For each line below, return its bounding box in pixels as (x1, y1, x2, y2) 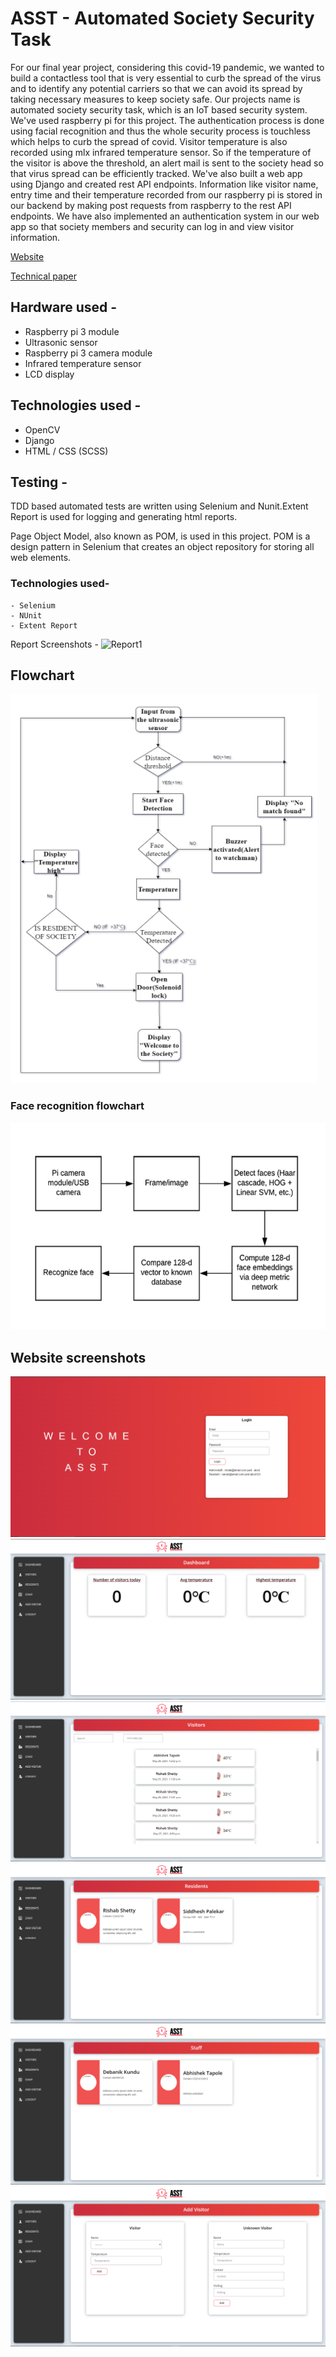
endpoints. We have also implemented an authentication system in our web (10, 210, 320, 222)
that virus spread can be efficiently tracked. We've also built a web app (10, 167, 303, 179)
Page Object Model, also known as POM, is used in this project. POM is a (10, 530, 311, 542)
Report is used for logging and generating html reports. (10, 511, 238, 523)
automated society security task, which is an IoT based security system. (10, 103, 308, 116)
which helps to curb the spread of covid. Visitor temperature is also (10, 135, 288, 147)
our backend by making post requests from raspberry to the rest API (10, 199, 292, 211)
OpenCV (24, 423, 61, 436)
